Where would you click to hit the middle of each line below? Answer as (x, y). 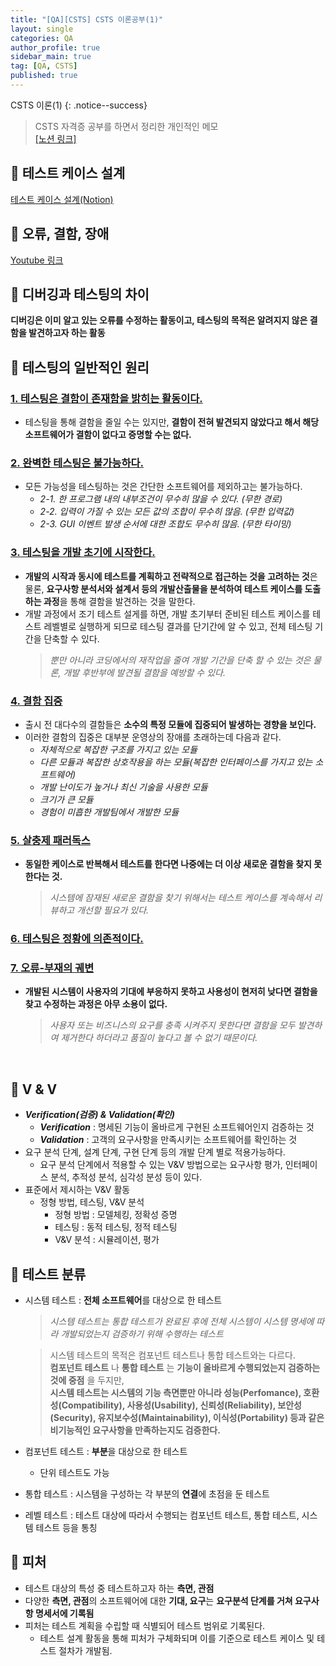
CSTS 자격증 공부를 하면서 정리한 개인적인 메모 (126, 126)
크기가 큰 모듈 (66, 799)
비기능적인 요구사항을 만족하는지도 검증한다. (135, 1430)
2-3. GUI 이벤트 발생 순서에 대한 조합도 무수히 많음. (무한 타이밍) (165, 524)
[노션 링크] (55, 138)
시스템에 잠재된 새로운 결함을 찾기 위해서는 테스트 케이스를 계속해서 (180, 898)
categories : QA (42, 38)
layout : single (42, 29)
